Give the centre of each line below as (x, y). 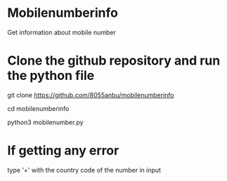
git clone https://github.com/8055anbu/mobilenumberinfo (91, 95)
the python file (51, 76)
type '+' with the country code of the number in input (84, 170)
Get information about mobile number (61, 32)
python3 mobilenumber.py (45, 122)
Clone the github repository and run (114, 61)
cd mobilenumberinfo (38, 108)
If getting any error (63, 150)
